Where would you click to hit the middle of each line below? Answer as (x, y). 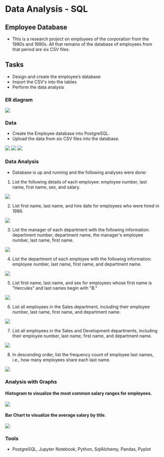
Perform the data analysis (38, 87)
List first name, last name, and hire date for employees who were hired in (86, 206)
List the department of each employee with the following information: (82, 259)
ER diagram (19, 100)
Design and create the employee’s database (57, 77)
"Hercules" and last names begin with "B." (55, 288)
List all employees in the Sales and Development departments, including (85, 330)
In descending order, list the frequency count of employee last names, (83, 354)
